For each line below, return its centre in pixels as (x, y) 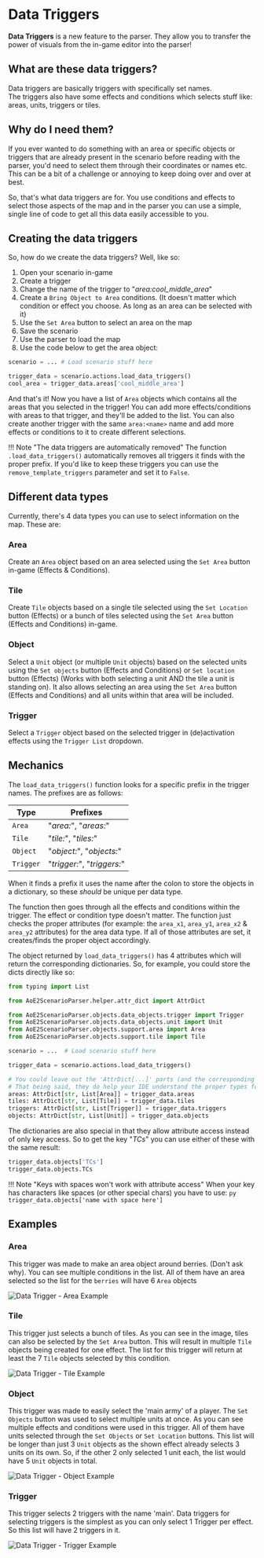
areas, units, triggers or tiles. (55, 104)
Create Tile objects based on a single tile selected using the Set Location (128, 607)
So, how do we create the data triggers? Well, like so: (94, 258)
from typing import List (49, 986)
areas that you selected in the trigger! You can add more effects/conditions (130, 407)
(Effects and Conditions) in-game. (63, 624)
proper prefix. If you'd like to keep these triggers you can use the (113, 464)
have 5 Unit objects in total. (53, 1461)
